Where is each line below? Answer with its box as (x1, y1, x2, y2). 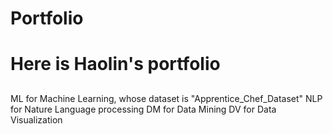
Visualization (10, 113, 63, 126)
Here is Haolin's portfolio (10, 53, 221, 76)
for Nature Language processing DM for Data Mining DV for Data (10, 103, 277, 115)
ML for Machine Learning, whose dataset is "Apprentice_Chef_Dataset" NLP (10, 92, 323, 104)
